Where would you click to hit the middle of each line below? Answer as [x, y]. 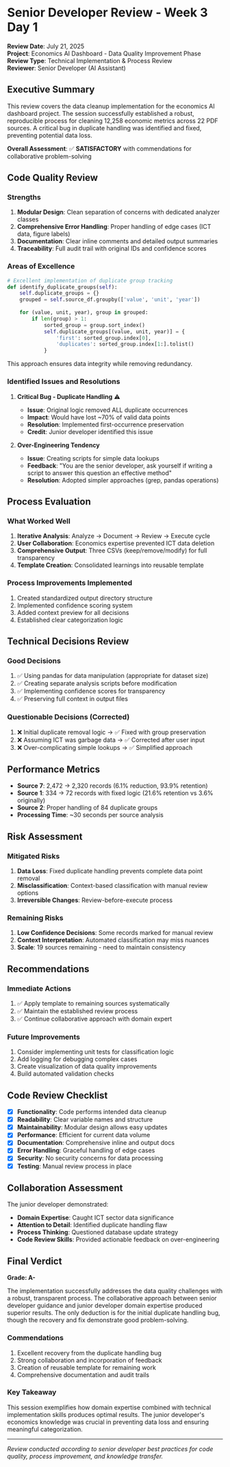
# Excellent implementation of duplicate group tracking [90, 280]
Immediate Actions [39, 989]
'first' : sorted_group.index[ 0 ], [104, 338]
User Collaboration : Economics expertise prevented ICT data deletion [116, 544]
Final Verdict [35, 1261]
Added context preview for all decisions [73, 612]
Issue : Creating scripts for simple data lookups [93, 458]
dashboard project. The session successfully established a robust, [101, 113]
